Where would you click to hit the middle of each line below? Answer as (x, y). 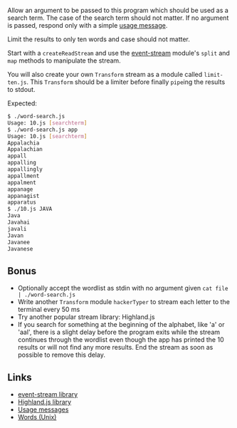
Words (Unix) (37, 417)
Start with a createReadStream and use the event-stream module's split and (118, 53)
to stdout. (21, 89)
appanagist (23, 196)
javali (17, 229)
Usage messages (43, 409)
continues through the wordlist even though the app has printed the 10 (121, 340)
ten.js (17, 83)
